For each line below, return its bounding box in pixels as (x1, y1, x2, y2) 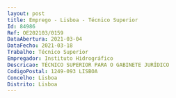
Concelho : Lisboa (7, 74, 58, 81)
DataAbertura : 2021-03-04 (7, 36, 82, 43)
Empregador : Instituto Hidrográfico (7, 55, 113, 62)
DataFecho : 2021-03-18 (7, 42, 73, 49)
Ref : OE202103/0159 (7, 29, 64, 37)
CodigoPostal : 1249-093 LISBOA (7, 68, 98, 75)
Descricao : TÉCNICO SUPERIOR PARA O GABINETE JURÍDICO (7, 61, 170, 68)
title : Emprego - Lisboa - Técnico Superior (7, 17, 138, 23)
